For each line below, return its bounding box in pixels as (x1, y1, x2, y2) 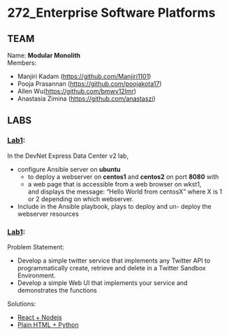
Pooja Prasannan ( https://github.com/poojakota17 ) (17, 80, 162, 88)
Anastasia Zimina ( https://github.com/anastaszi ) (17, 94, 156, 103)
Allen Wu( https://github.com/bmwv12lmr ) (17, 87, 137, 95)
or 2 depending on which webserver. (27, 194, 134, 203)
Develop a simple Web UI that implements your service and (17, 278, 188, 287)
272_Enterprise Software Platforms (7, 5, 216, 21)
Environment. (17, 271, 56, 279)
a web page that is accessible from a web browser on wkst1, (27, 180, 202, 188)
